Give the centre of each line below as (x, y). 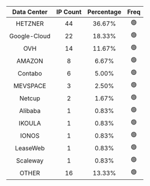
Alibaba (30, 111)
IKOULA (30, 123)
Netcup (30, 98)
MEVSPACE (30, 86)
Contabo (30, 73)
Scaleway (30, 161)
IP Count (69, 12)
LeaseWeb (30, 148)
